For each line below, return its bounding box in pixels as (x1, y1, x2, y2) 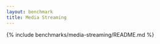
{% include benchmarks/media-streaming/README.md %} (6, 31, 155, 38)
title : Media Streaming (6, 14, 67, 20)
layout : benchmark (6, 8, 53, 15)
